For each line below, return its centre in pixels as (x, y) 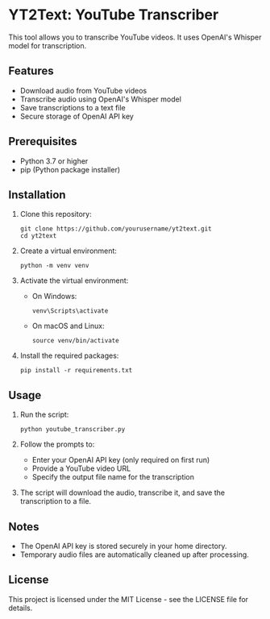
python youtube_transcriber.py (73, 430)
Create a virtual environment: (68, 251)
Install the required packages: (69, 355)
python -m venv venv (54, 266)
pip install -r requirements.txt (76, 371)
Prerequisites (43, 141)
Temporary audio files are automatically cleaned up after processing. (135, 555)
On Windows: (54, 297)
